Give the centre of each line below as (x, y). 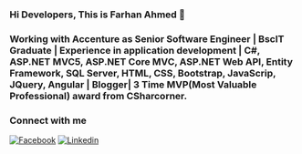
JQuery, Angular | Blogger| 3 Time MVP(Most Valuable (133, 84)
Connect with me (48, 120)
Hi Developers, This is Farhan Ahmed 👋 (97, 15)
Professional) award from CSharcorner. (99, 96)
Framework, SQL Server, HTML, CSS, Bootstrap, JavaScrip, (143, 73)
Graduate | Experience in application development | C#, (135, 50)
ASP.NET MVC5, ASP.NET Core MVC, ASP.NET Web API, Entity (151, 61)
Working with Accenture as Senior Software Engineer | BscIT (147, 38)
